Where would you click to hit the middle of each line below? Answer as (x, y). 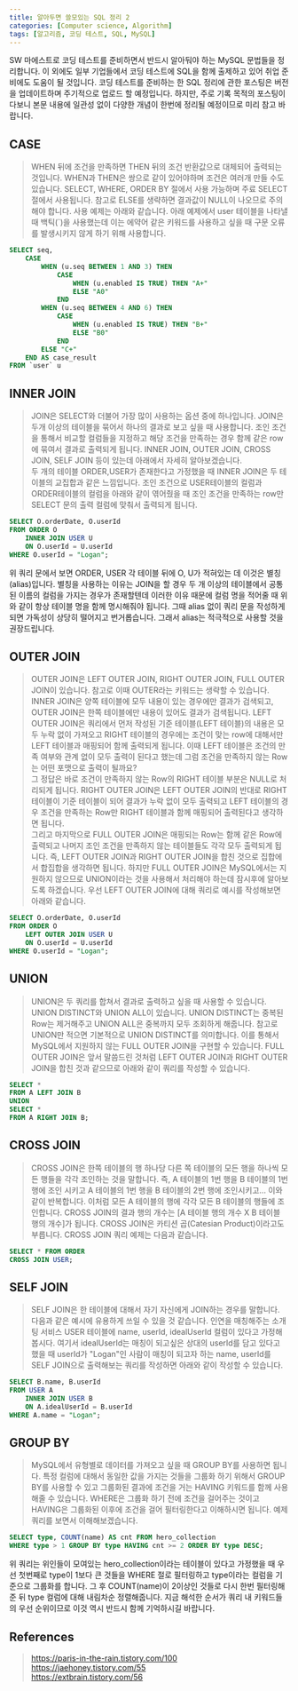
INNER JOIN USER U (59, 538)
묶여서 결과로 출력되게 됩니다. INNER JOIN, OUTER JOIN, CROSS (156, 449)
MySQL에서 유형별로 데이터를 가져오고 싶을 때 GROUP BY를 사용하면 (151, 1465)
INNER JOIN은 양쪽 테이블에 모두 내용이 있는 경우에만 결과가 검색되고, (152, 702)
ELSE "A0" (90, 291)
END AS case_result (61, 357)
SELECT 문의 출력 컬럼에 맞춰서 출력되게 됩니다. (114, 505)
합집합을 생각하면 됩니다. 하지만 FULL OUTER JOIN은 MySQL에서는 (159, 868)
